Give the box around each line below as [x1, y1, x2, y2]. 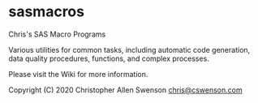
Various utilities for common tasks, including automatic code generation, [8, 45, 251, 54]
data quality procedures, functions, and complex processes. [8, 54, 209, 63]
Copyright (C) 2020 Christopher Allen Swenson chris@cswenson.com [8, 84, 243, 95]
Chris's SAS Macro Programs [8, 29, 106, 39]
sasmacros [8, 2, 85, 21]
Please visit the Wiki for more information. [8, 69, 148, 79]
